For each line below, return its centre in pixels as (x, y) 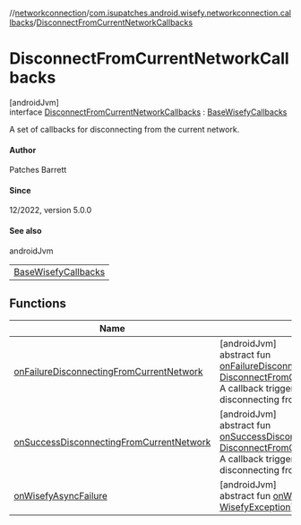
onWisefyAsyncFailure (60, 496)
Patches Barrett (38, 170)
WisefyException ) (257, 507)
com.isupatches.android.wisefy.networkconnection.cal (190, 13)
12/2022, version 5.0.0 (51, 211)
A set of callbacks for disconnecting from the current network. (125, 129)
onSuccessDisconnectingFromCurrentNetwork (112, 443)
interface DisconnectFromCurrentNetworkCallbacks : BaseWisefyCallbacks (148, 112)
